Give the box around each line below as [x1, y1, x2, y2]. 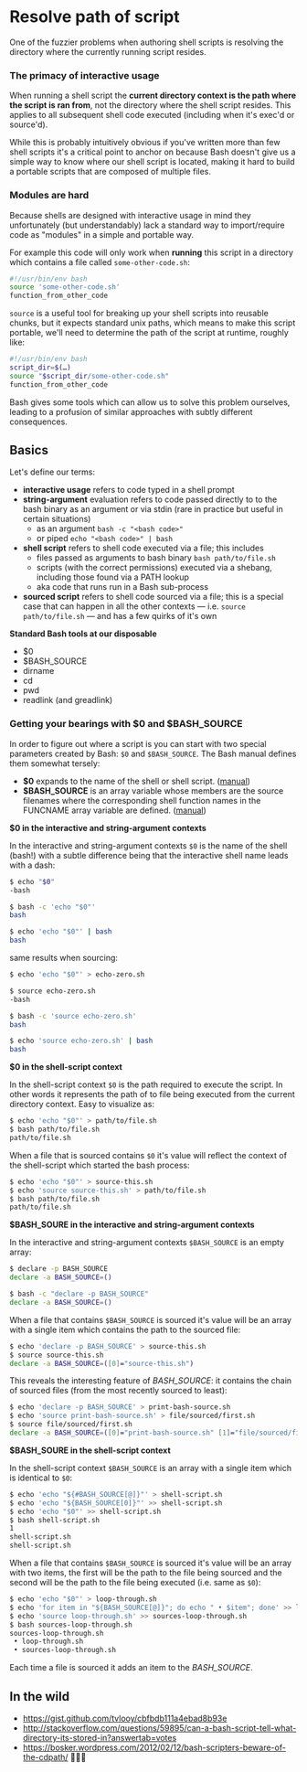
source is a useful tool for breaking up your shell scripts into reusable [9, 308, 270, 319]
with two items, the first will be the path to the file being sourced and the [9, 1567, 283, 1578]
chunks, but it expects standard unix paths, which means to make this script [9, 317, 296, 328]
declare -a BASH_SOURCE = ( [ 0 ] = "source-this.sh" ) [9, 1359, 195, 1368]
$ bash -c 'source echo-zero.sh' [9, 1011, 137, 1020]
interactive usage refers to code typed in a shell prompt [22, 485, 235, 496]
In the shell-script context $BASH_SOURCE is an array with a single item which [9, 1462, 292, 1473]
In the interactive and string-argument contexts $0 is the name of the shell [9, 839, 288, 851]
